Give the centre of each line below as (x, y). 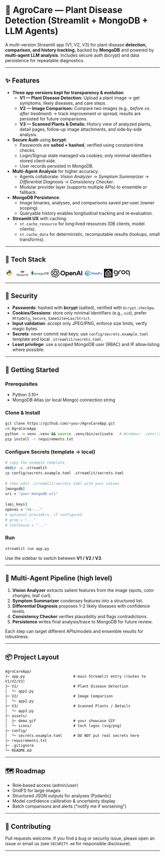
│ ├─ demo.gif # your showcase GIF (60, 721)
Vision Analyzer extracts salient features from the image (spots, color (83, 590)
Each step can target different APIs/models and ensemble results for (74, 631)
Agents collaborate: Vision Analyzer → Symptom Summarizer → (84, 176)
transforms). (32, 239)
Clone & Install (23, 413)
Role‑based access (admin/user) (45, 785)
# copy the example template (35, 463)
